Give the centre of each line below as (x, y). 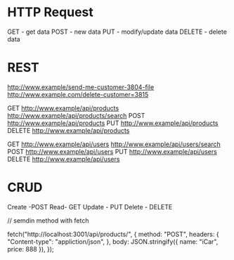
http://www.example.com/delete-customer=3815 (78, 94)
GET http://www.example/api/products (63, 108)
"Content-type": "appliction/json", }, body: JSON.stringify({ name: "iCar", (113, 241)
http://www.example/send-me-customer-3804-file (81, 87)
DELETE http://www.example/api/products (69, 130)
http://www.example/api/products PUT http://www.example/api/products (113, 123)
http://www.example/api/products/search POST (76, 115)
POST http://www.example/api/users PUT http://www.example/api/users (112, 151)
